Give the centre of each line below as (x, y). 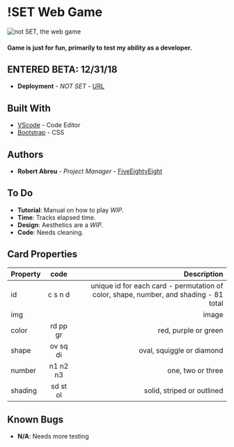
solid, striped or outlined (184, 390)
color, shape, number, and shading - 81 (158, 294)
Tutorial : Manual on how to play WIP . (70, 210)
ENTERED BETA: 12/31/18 (62, 69)
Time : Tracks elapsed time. (56, 217)
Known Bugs (36, 419)
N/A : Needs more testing (53, 437)
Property (26, 274)
